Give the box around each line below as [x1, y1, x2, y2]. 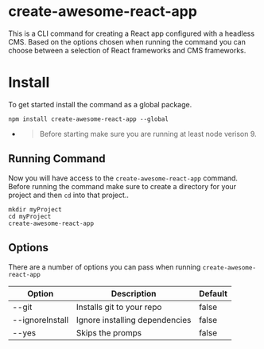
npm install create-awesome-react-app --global [8, 114, 169, 123]
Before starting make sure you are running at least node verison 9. [39, 129, 257, 138]
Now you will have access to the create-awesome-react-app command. [8, 173, 239, 183]
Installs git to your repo [76, 301, 162, 312]
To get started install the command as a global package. [8, 99, 192, 109]
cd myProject [8, 212, 52, 220]
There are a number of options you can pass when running [8, 262, 201, 272]
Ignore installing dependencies [76, 314, 192, 325]
